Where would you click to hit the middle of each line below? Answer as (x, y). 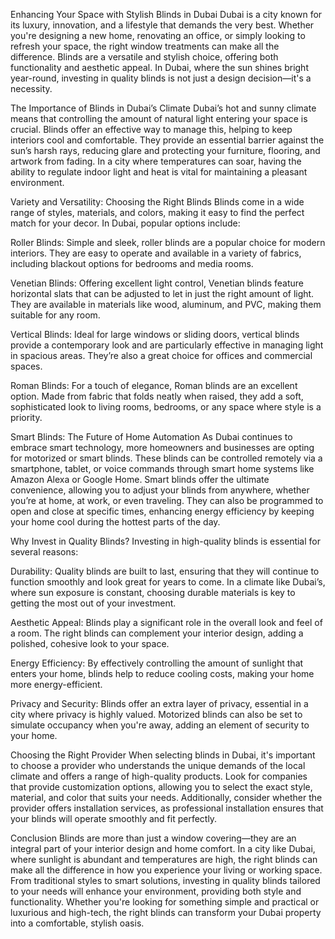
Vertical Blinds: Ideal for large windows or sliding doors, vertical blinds (155, 334)
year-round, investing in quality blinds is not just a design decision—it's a (161, 78)
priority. (26, 417)
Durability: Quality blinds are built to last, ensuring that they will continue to (165, 571)
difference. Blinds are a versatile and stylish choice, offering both (144, 57)
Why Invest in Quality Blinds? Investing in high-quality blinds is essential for (165, 541)
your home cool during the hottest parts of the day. (115, 522)
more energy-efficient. (56, 684)
